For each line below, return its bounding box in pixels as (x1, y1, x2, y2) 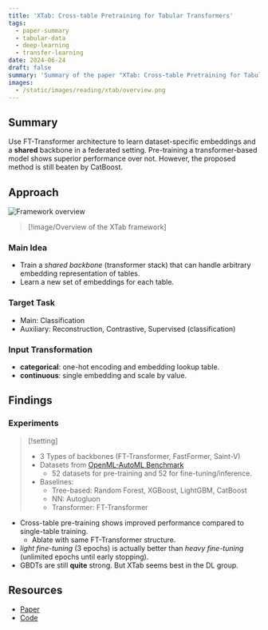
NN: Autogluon (51, 493, 101, 504)
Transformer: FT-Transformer (51, 502, 148, 512)
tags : (8, 19, 26, 27)
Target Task (8, 297, 56, 309)
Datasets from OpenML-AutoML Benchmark (39, 460, 184, 469)
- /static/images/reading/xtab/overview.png (15, 86, 166, 94)
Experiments (8, 417, 59, 429)
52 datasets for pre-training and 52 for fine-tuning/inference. (51, 469, 253, 478)
